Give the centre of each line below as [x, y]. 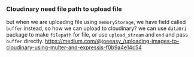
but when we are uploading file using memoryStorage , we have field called [96, 22]
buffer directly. [25, 41]
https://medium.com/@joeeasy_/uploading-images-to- [112, 41]
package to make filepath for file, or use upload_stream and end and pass [97, 35]
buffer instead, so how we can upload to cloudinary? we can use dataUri [97, 28]
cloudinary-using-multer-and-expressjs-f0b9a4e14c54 [74, 47]
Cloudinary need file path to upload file [64, 9]
